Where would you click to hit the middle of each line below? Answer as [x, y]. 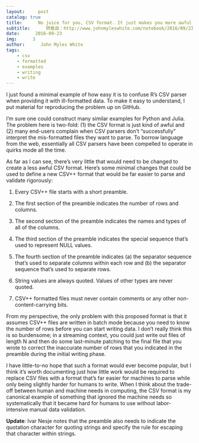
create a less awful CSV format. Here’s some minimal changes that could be [99, 168]
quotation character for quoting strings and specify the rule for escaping [94, 428]
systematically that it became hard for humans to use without [81, 403]
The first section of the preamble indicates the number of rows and [97, 203]
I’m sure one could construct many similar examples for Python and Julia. [96, 118]
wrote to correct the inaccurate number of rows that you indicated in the [94, 348]
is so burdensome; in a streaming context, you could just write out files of [96, 335]
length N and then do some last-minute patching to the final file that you [94, 342]
